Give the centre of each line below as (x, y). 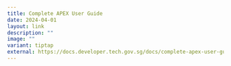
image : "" (21, 39)
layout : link (26, 26)
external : (21, 52)
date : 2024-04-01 (32, 20)
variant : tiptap (30, 45)
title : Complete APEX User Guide (55, 13)
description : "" (30, 33)
